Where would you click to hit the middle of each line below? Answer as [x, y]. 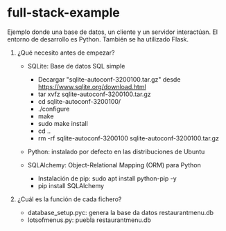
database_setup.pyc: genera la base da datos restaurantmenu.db [120, 212]
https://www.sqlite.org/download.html [92, 86]
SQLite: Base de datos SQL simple [76, 66]
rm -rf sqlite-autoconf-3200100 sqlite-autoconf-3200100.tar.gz [129, 138]
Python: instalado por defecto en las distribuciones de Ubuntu [116, 151]
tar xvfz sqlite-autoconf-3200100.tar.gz [94, 94]
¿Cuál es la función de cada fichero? [69, 199]
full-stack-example [63, 13]
